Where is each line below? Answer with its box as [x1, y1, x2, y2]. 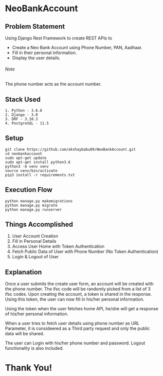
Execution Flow [5, 186, 53, 194]
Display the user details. [12, 55, 61, 61]
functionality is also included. [5, 345, 64, 351]
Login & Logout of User [12, 254, 59, 260]
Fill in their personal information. [12, 50, 77, 55]
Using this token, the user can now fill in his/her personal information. [5, 296, 145, 302]
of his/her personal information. [5, 311, 69, 317]
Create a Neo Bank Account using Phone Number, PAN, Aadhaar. [12, 45, 143, 50]
